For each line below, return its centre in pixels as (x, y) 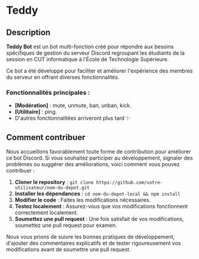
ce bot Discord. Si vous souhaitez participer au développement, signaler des (99, 158)
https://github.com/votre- (129, 183)
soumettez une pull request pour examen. (66, 225)
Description (28, 32)
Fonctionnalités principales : (48, 92)
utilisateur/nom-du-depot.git (52, 188)
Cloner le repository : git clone (54, 182)
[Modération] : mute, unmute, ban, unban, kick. (73, 105)
